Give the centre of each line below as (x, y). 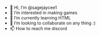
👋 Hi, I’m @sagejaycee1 (33, 8)
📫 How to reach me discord (38, 28)
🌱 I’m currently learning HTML (40, 18)
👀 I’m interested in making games (44, 13)
